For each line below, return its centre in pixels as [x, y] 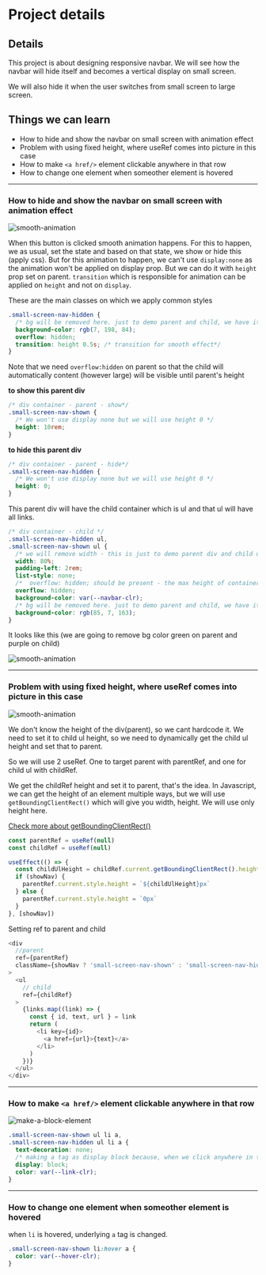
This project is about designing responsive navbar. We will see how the [124, 63]
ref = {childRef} [47, 995]
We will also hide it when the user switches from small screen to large [122, 86]
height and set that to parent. [55, 746]
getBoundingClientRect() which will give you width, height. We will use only [131, 802]
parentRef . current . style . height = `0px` [90, 899]
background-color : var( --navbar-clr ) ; [80, 598]
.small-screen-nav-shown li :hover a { [72, 1249]
